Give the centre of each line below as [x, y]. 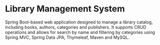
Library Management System [65, 9]
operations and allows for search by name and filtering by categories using [80, 32]
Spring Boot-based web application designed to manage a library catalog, [79, 22]
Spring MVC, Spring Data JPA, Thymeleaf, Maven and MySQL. [67, 37]
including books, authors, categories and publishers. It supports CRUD [76, 27]
